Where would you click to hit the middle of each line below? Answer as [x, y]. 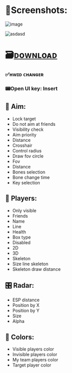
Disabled [21, 242]
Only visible [24, 211]
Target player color [32, 365]
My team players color [35, 360]
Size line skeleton [30, 264]
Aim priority [24, 134]
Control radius [27, 150]
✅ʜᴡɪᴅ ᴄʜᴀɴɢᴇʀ [24, 75]
